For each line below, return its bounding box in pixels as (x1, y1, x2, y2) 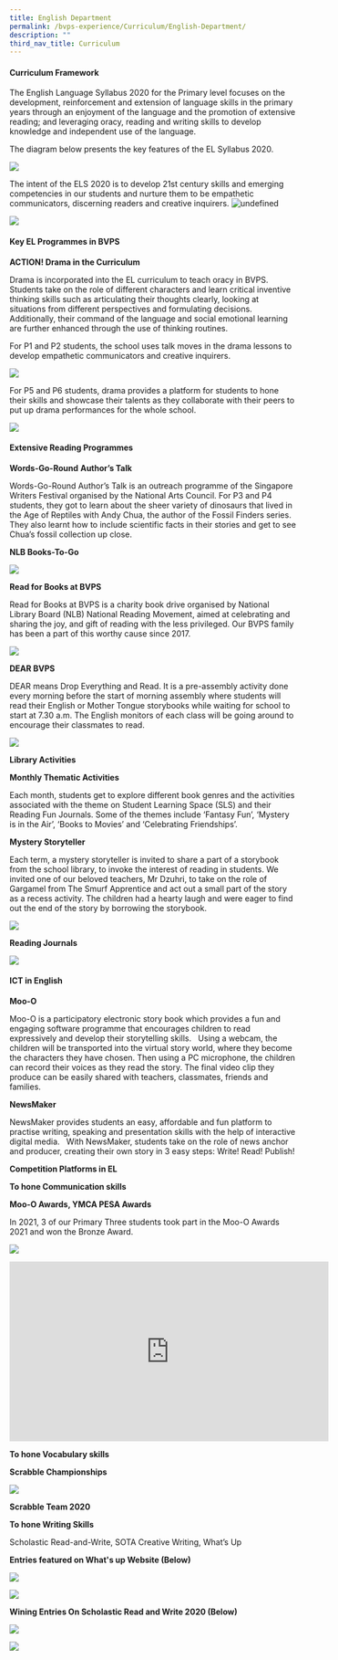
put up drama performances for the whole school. (9, 404, 197, 415)
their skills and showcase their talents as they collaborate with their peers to (9, 394, 295, 405)
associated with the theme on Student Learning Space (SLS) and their (9, 799, 271, 810)
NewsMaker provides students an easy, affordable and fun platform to (9, 1117, 272, 1128)
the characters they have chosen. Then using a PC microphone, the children (9, 1052, 296, 1064)
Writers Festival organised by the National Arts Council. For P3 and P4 (9, 489, 272, 500)
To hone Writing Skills (9, 1519, 94, 1530)
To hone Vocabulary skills (9, 1449, 109, 1460)
